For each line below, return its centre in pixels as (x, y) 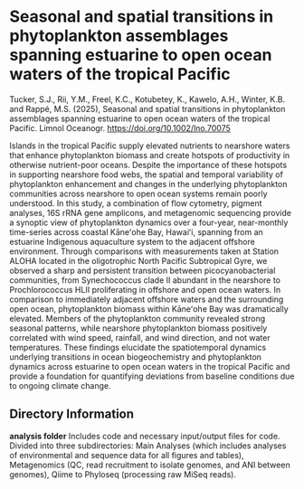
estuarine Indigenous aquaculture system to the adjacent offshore (132, 241)
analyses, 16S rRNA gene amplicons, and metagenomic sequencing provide (151, 212)
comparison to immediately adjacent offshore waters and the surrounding (147, 299)
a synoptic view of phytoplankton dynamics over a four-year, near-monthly (149, 222)
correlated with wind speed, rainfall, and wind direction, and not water (140, 337)
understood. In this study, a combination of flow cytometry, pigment (136, 203)
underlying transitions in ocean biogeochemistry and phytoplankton (136, 357)
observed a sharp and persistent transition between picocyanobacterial (142, 270)
